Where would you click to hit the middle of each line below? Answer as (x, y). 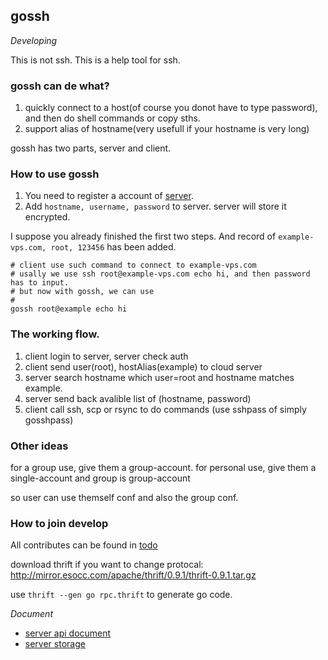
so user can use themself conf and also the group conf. (124, 497)
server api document (68, 633)
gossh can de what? (60, 86)
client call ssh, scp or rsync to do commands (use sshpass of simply (165, 409)
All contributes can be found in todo (84, 545)
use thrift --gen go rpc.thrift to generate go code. (121, 595)
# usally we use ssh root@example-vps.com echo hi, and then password (160, 274)
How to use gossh (55, 174)
